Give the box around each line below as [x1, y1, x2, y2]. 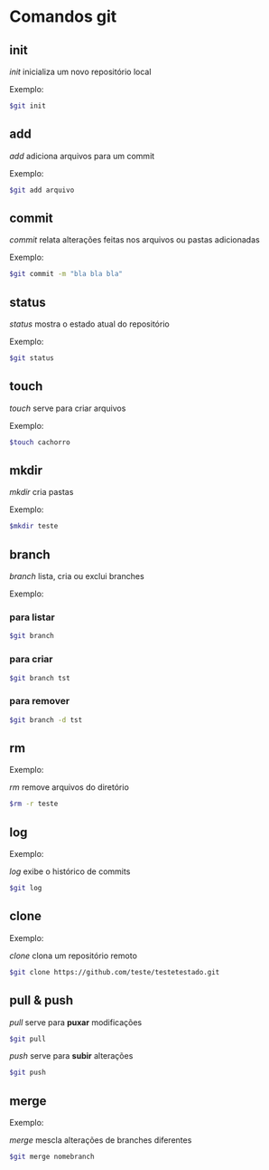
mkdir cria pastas [9, 487, 74, 498]
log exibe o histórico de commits [9, 866, 131, 877]
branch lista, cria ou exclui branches [9, 571, 144, 582]
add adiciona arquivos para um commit [9, 150, 155, 161]
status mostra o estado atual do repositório [9, 319, 170, 329]
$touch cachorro [9, 437, 70, 447]
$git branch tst [9, 673, 70, 682]
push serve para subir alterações [9, 1051, 134, 1061]
